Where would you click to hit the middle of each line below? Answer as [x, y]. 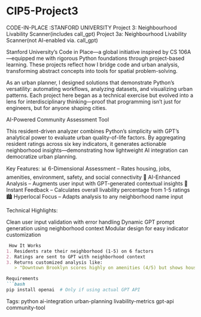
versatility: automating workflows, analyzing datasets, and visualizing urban [100, 89]
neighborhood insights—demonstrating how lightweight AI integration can [97, 150]
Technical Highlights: [32, 210]
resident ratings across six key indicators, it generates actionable [86, 144]
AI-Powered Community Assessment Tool [58, 119]
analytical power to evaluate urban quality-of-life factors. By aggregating [96, 137]
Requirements [22, 279]
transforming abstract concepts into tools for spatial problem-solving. [92, 71]
